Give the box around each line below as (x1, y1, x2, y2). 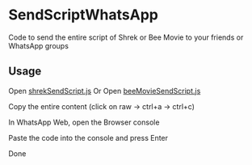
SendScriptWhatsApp (8, 6, 159, 24)
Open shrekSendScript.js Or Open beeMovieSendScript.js (8, 86, 201, 95)
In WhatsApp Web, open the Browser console (8, 117, 160, 127)
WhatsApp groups (8, 40, 69, 50)
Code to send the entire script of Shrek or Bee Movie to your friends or (8, 32, 244, 42)
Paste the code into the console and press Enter (8, 133, 168, 142)
